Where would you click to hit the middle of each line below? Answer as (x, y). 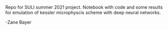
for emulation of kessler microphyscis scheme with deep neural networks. (83, 12)
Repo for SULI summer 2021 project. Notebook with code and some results (84, 7)
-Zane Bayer (18, 22)
